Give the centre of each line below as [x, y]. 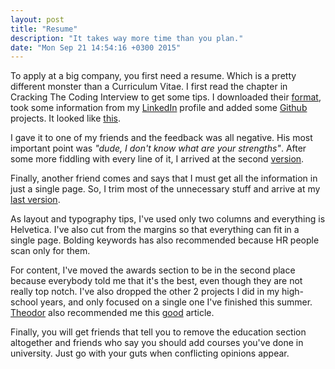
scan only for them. [50, 251]
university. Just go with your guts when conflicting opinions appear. [150, 353]
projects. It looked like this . [65, 118]
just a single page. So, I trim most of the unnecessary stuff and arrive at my [165, 189]
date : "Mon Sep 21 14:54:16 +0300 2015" [96, 47]
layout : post [37, 19]
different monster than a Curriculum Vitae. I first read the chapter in [149, 87]
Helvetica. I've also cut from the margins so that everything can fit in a [155, 230]
